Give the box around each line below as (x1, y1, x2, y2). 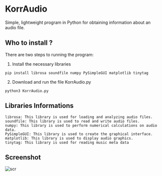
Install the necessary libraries (12, 61, 71, 67)
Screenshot (5, 153, 41, 161)
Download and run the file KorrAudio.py (12, 79, 91, 85)
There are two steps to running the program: (5, 52, 94, 57)
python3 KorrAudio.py (5, 88, 49, 93)
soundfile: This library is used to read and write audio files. (5, 119, 140, 123)
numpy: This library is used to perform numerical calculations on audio (5, 123, 158, 128)
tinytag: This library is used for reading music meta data (5, 140, 130, 145)
